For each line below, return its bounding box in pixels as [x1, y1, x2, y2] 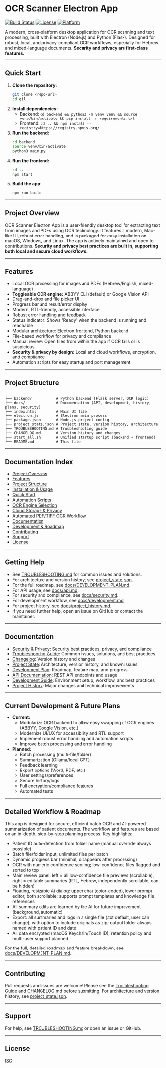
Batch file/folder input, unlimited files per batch [12, 851, 108, 857]
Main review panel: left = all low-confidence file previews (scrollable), [12, 872, 154, 878]
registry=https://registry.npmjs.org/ [19, 125, 100, 130]
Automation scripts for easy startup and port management [12, 359, 131, 365]
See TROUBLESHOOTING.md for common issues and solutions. [12, 571, 142, 577]
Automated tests [19, 788, 53, 794]
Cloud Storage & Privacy [12, 508, 63, 513]
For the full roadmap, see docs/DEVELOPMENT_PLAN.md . [12, 582, 131, 588]
